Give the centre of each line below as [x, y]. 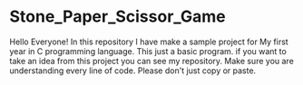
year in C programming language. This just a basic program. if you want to [148, 51]
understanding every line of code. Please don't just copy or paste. [133, 71]
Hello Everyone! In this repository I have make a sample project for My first [149, 42]
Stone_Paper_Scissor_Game [118, 17]
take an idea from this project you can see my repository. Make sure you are [152, 61]
